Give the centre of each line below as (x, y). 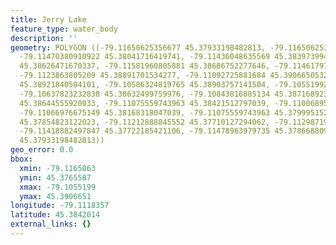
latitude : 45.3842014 (55, 215)
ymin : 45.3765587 (55, 177)
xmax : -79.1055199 (58, 187)
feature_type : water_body (64, 29)
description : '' (44, 38)
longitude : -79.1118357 (60, 206)
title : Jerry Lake (48, 19)
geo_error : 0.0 (42, 150)
